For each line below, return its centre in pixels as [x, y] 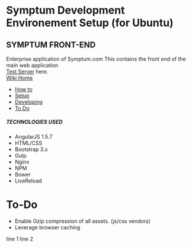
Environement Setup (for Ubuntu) [90, 23]
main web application [32, 65]
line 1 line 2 [20, 239]
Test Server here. [27, 71]
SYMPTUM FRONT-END [51, 45]
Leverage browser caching [47, 227]
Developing [29, 102]
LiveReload [28, 181]
